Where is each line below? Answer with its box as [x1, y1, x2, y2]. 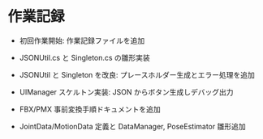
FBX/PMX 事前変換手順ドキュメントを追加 [19, 104, 161, 114]
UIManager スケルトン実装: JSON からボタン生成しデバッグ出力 [19, 86, 234, 97]
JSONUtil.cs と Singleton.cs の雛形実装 [19, 53, 151, 62]
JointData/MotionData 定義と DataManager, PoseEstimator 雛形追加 [19, 121, 246, 131]
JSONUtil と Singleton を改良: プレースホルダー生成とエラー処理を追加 [19, 69, 255, 79]
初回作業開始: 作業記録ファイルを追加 [19, 36, 145, 45]
